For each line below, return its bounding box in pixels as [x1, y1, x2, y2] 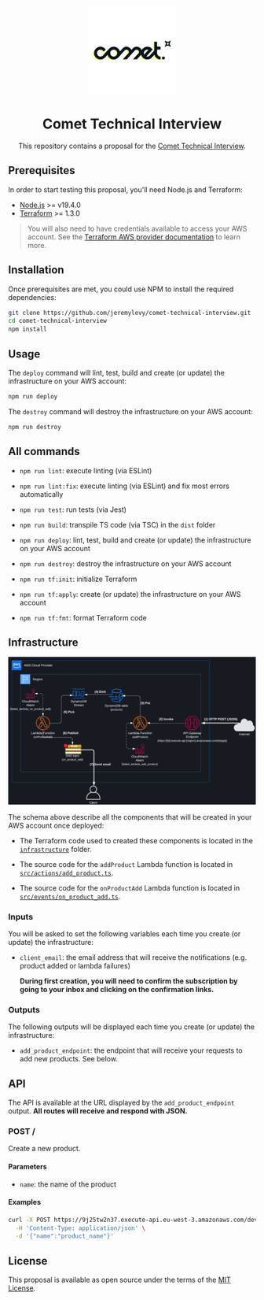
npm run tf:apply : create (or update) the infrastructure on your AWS [19, 589, 241, 598]
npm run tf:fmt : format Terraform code [19, 613, 148, 622]
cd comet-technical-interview [8, 317, 108, 325]
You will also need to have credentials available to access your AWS [27, 224, 247, 233]
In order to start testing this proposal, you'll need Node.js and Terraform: [8, 184, 243, 194]
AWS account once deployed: [8, 820, 104, 830]
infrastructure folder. [19, 844, 92, 854]
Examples [8, 1198, 42, 1207]
